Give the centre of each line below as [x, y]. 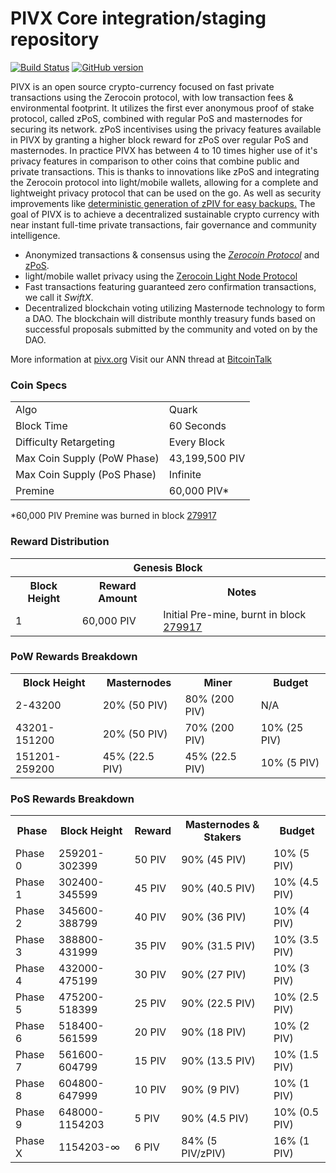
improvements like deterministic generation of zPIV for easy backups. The [163, 203]
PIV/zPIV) [204, 1154]
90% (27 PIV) [214, 975]
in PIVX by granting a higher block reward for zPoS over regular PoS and [159, 139]
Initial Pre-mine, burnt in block [235, 614]
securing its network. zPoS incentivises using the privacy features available [166, 129]
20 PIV [150, 1032]
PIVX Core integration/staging [138, 18]
